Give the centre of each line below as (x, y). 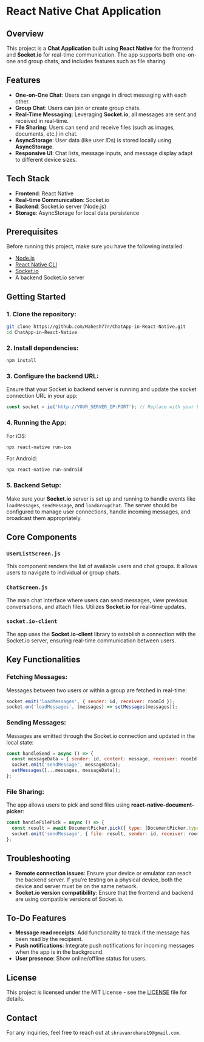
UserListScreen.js (33, 554)
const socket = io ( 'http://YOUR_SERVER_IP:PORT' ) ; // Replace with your (100, 407)
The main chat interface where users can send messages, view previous (97, 600)
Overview (25, 34)
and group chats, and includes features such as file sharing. (92, 61)
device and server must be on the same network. (76, 886)
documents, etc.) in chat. (46, 134)
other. (22, 101)
